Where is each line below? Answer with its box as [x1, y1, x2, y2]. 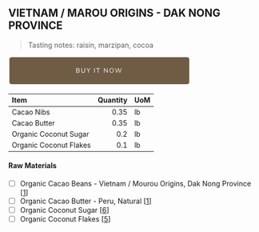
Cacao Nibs [11, 107, 50, 117]
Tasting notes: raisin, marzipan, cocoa [27, 40, 154, 50]
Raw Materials [8, 161, 58, 170]
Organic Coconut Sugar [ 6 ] [19, 206, 110, 215]
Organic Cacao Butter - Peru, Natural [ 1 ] [19, 196, 152, 206]
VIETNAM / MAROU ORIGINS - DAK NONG [8, 6, 221, 20]
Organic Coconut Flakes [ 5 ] [19, 214, 111, 224]
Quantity [97, 95, 128, 105]
